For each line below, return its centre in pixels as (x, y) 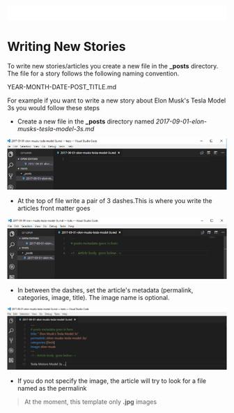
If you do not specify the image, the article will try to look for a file (112, 381)
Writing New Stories (67, 47)
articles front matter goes (54, 208)
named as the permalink (52, 389)
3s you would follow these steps (53, 108)
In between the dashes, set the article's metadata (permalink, (105, 290)
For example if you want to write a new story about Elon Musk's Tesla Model (117, 100)
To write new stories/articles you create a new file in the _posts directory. (113, 66)
